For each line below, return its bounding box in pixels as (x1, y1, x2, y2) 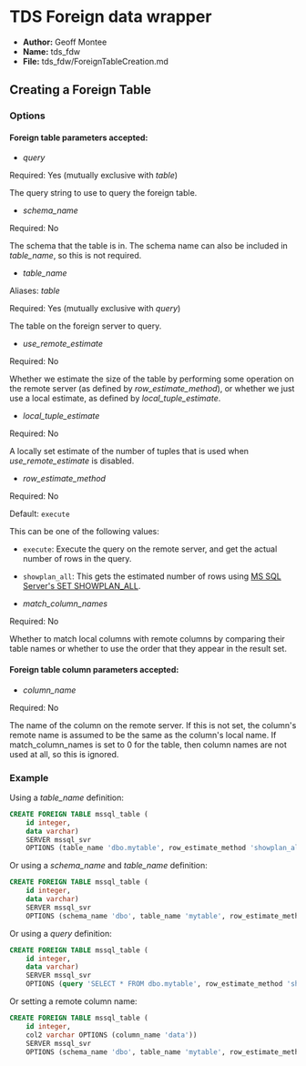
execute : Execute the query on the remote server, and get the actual (22, 543, 278, 554)
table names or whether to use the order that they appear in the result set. (9, 644, 287, 655)
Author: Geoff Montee (22, 36, 107, 47)
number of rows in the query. (22, 553, 132, 564)
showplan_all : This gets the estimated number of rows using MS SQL (22, 571, 282, 582)
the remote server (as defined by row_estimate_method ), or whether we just (9, 383, 295, 394)
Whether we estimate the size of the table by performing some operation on (9, 373, 294, 384)
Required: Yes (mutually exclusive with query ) (9, 303, 181, 314)
